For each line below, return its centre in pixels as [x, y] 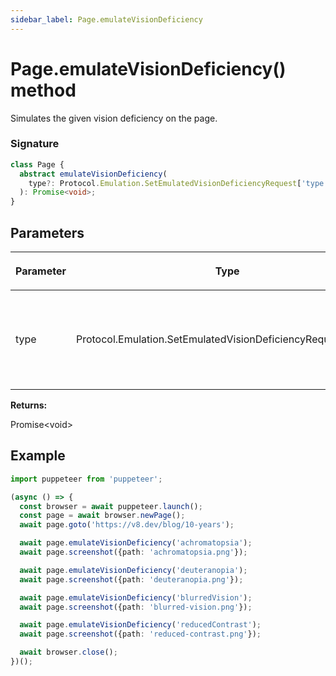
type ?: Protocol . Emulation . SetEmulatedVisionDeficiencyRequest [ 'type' [178, 183]
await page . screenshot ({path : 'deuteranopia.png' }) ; [131, 579]
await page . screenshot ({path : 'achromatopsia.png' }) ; [133, 552]
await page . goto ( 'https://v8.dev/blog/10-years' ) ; [127, 525]
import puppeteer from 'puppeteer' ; [86, 479]
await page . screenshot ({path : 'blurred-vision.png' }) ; [136, 607]
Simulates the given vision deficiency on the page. [114, 118]
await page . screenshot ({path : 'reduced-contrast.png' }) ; [140, 634]
